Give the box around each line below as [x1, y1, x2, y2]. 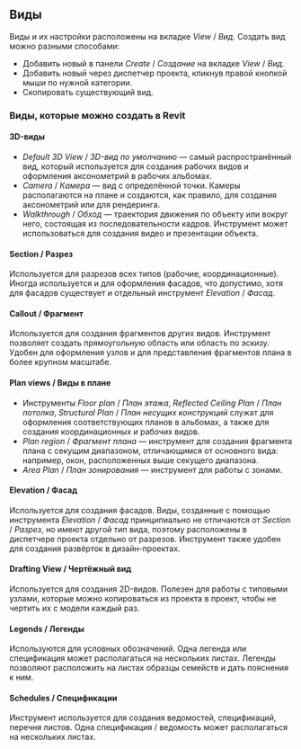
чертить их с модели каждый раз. [9, 602, 140, 613]
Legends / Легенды [9, 623, 85, 634]
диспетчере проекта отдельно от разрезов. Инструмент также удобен [9, 533, 281, 544]
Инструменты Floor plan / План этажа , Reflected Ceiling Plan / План [22, 397, 282, 408]
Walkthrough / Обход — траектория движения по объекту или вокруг [22, 209, 288, 219]
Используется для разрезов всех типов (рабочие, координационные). [9, 269, 279, 280]
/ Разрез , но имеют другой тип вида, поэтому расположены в [9, 523, 247, 534]
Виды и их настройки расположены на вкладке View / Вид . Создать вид [9, 31, 286, 41]
